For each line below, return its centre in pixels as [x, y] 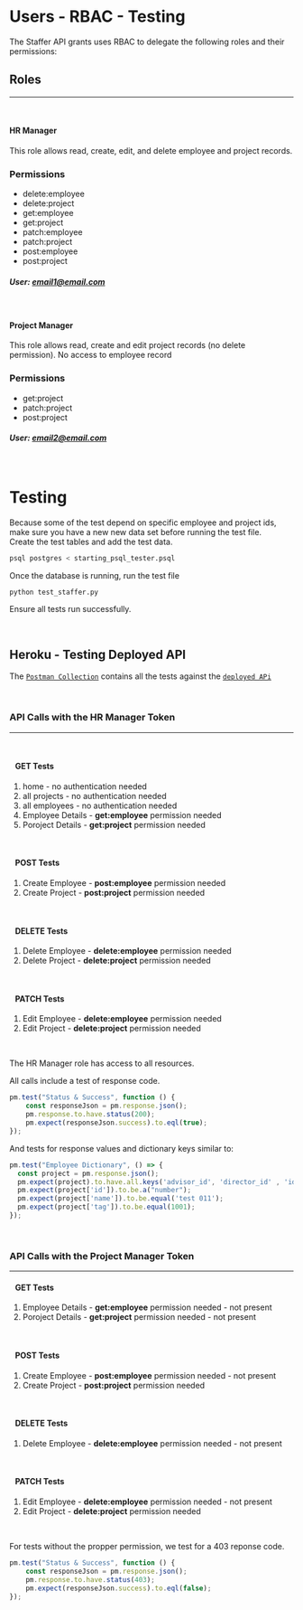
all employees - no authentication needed [100, 805]
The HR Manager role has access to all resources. [102, 1063]
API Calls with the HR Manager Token [92, 718]
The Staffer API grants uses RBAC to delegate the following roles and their [147, 42]
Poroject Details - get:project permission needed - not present [139, 1317]
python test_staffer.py [54, 592]
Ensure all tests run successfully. [70, 608]
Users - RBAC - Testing [97, 17]
